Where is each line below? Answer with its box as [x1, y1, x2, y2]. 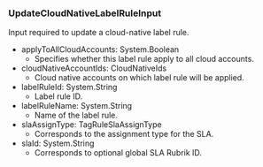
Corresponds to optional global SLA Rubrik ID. [34, 148, 203, 158]
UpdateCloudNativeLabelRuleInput [8, 7, 162, 19]
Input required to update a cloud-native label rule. [8, 27, 190, 38]
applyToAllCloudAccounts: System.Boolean [20, 44, 180, 55]
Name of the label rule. [34, 110, 119, 121]
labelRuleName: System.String [20, 101, 133, 111]
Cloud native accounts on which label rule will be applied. [34, 72, 244, 83]
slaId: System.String [20, 138, 95, 148]
